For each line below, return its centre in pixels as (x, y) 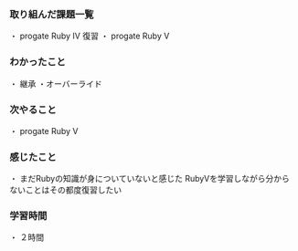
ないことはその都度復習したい (65, 190)
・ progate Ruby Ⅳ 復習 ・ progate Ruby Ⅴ (90, 36)
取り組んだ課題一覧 (52, 14)
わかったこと (38, 62)
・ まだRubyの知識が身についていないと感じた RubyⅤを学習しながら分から (150, 179)
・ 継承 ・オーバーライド (56, 83)
